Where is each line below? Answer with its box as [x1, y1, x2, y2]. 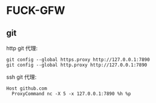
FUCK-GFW [6, 4, 65, 18]
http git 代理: [6, 45, 38, 51]
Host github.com [6, 85, 47, 91]
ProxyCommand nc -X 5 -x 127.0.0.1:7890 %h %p [11, 91, 131, 97]
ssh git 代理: [6, 73, 37, 81]
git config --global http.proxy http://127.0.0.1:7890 [6, 62, 148, 68]
